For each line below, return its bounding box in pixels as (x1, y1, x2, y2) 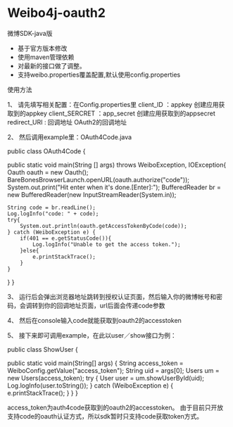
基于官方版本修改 (17, 44, 68, 52)
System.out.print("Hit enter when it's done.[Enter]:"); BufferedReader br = (7, 183, 222, 191)
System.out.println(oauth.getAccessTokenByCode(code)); (20, 222, 188, 229)
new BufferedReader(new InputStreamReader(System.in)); (7, 190, 177, 198)
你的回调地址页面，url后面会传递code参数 (44, 301, 165, 310)
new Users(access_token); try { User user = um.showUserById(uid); (7, 374, 205, 382)
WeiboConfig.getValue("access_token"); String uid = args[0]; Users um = (7, 366, 220, 374)
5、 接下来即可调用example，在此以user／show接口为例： (7, 331, 177, 339)
